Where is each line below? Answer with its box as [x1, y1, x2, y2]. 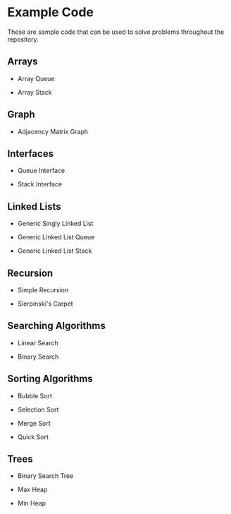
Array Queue [17, 74, 55, 83]
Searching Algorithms [7, 320, 106, 332]
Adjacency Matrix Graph [17, 127, 89, 136]
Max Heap [17, 485, 48, 494]
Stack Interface [17, 180, 63, 189]
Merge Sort [17, 419, 51, 427]
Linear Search [17, 338, 58, 347]
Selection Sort [17, 405, 59, 414]
